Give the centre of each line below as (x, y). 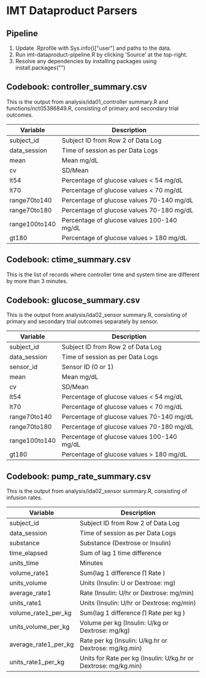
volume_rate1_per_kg (40, 613)
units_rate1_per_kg (37, 662)
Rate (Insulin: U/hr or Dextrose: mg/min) (137, 593)
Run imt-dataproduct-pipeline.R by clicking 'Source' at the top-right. (101, 55)
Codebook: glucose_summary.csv (73, 301)
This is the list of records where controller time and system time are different (103, 275)
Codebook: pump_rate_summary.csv (79, 476)
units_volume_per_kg (40, 627)
